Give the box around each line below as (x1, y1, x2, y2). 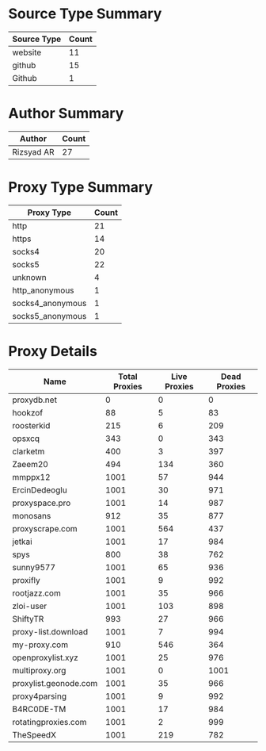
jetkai (12, 536, 33, 547)
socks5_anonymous (12, 310, 87, 321)
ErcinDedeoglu (12, 485, 67, 496)
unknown (12, 271, 47, 282)
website (12, 47, 42, 58)
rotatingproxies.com (12, 716, 87, 727)
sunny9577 (12, 561, 56, 573)
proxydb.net (12, 394, 58, 405)
